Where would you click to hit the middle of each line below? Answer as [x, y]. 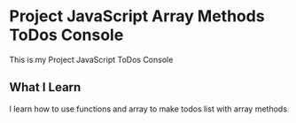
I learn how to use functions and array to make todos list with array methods [148, 109]
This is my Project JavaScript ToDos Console [91, 59]
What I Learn [45, 87]
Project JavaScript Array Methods [137, 16]
